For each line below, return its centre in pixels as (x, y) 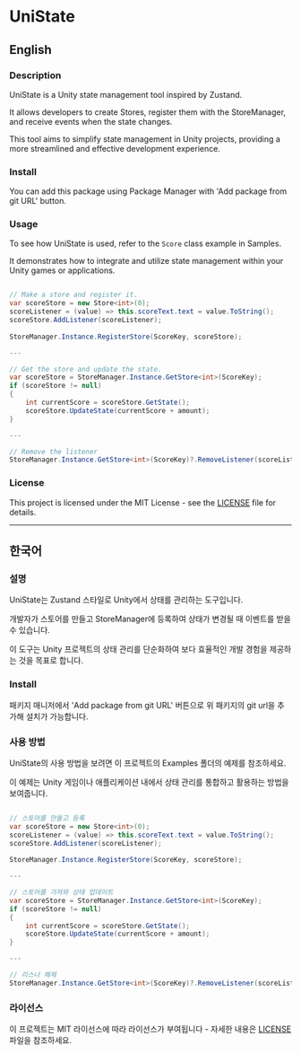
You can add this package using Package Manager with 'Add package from (148, 191)
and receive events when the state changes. (91, 121)
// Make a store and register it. (74, 295)
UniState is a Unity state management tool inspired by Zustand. (126, 94)
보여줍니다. (29, 793)
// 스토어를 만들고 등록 (47, 818)
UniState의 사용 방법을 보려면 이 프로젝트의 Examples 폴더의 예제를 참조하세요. (148, 763)
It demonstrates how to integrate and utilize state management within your (146, 261)
